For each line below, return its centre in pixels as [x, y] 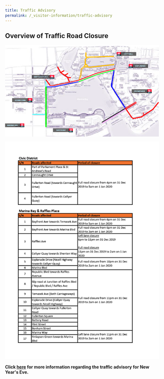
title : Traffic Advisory [30, 10]
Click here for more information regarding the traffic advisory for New [77, 367]
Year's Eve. [17, 372]
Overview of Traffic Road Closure [57, 36]
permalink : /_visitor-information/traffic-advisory [59, 15]
